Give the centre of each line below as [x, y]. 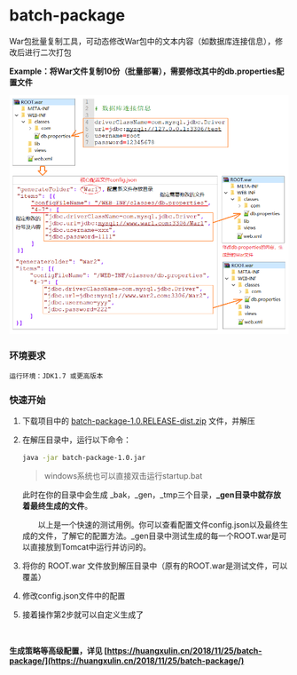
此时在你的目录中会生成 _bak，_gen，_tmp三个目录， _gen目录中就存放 [152, 495]
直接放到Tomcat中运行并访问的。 [90, 547]
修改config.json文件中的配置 [74, 596]
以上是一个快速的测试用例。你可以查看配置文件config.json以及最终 [159, 525]
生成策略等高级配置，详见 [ [59, 651]
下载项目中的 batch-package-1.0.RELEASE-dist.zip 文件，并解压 [138, 421]
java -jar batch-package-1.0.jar [84, 458]
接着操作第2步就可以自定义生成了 [83, 615]
